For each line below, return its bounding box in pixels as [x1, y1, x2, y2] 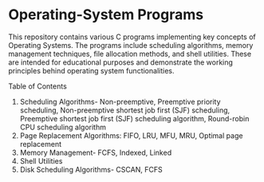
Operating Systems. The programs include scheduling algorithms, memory [8, 40, 254, 49]
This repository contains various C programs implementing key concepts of [8, 32, 257, 42]
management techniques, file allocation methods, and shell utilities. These [8, 49, 252, 58]
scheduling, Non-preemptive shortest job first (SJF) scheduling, [19, 105, 231, 115]
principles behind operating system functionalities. [8, 65, 175, 75]
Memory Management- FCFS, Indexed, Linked [19, 148, 172, 157]
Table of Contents [8, 81, 68, 91]
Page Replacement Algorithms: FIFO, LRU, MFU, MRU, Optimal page [19, 130, 243, 140]
